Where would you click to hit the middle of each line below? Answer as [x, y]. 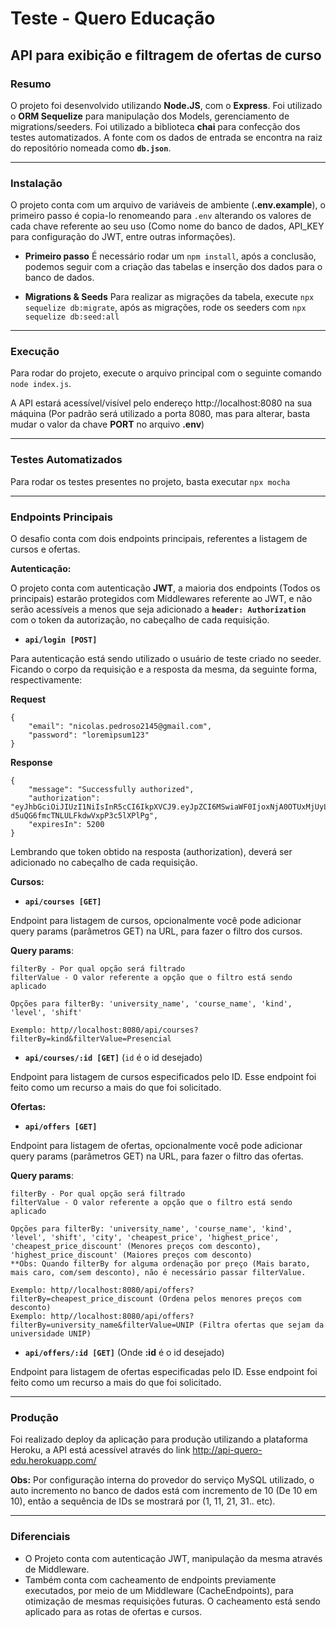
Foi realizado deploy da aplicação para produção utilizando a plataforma [159, 1439]
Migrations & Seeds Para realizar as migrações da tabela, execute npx [169, 297]
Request [28, 699]
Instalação [36, 183]
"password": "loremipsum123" [89, 735]
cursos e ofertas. [45, 549]
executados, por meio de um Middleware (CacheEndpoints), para [159, 1590]
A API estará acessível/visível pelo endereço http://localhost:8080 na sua [161, 403]
